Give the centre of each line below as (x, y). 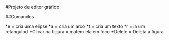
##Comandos (20, 17)
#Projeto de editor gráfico (32, 7)
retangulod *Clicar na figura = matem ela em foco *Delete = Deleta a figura (84, 32)
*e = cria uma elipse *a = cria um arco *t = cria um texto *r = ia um (75, 26)
